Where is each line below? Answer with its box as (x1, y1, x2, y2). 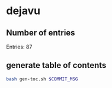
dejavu (6, 4, 40, 18)
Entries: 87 (6, 43, 33, 50)
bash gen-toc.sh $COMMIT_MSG (6, 76, 78, 82)
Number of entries (6, 28, 75, 38)
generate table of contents (6, 60, 107, 70)
